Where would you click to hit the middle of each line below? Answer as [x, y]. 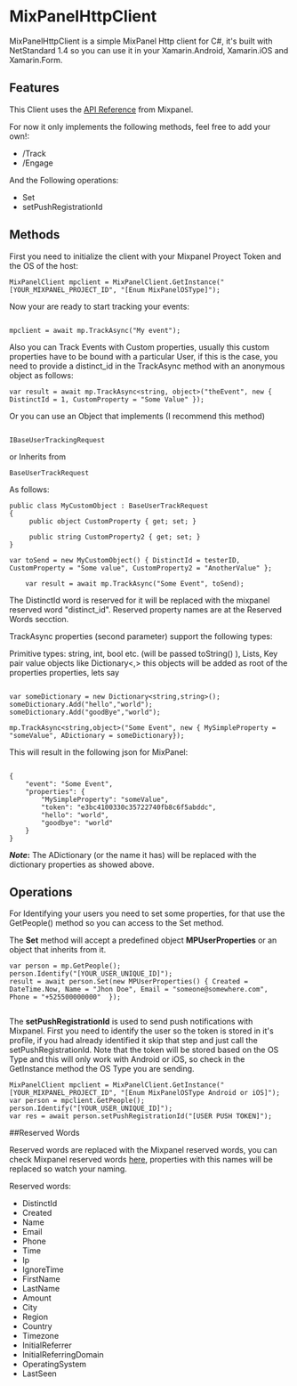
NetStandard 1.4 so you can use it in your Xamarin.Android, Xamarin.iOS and [149, 50]
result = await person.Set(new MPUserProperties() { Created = [129, 982]
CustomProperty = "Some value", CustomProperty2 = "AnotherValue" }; [141, 568]
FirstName [41, 1279]
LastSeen [40, 1374]
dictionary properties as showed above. [82, 864]
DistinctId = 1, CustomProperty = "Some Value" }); [107, 399]
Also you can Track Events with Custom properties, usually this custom [139, 347]
